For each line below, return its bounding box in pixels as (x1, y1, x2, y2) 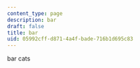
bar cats (7, 54, 31, 63)
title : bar (7, 29, 38, 36)
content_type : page (7, 10, 63, 17)
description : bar (7, 16, 57, 23)
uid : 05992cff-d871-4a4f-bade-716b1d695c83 (7, 36, 134, 43)
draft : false (7, 23, 45, 30)
